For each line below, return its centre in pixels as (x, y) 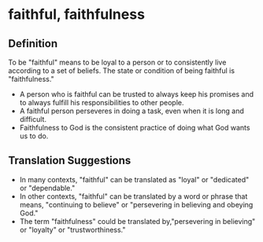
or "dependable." (47, 188)
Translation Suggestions (70, 161)
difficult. (33, 119)
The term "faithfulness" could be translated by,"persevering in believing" (137, 221)
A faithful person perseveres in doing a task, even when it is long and (131, 111)
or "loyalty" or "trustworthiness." (72, 229)
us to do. (34, 136)
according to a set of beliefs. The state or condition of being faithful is (121, 71)
